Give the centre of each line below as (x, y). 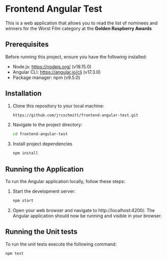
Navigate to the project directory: (47, 125)
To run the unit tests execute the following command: (61, 244)
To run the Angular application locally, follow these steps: (65, 181)
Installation (23, 94)
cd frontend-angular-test (40, 134)
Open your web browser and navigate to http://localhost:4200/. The (84, 210)
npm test (15, 253)
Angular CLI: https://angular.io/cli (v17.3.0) (57, 72)
